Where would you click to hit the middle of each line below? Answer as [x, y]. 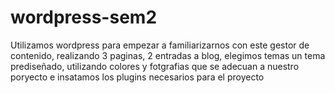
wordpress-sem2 [84, 17]
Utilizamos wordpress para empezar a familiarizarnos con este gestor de [160, 45]
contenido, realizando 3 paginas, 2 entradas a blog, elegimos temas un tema [168, 55]
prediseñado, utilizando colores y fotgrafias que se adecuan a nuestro [155, 66]
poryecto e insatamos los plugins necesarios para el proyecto [137, 77]
